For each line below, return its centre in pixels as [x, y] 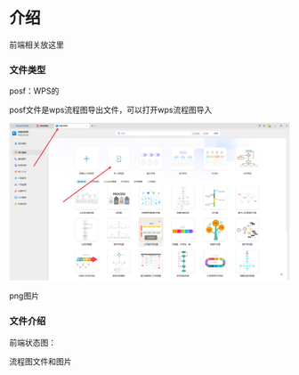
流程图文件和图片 [40, 361]
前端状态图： [32, 342]
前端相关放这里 [36, 45]
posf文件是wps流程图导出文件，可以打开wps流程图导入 [111, 110]
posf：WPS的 [34, 91]
